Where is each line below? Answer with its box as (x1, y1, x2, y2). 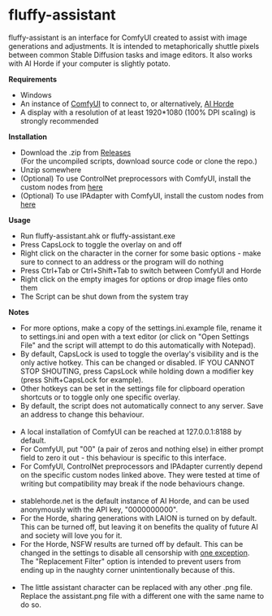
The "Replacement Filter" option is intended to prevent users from (19, 556, 241, 566)
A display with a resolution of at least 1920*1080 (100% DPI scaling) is (19, 107, 256, 117)
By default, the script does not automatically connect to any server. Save (19, 400, 264, 410)
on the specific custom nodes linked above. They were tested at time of (19, 470, 261, 479)
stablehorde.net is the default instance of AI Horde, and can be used (19, 496, 250, 505)
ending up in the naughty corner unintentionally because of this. (19, 565, 235, 574)
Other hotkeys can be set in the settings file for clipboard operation (19, 383, 245, 393)
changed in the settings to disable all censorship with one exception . (19, 548, 250, 557)
